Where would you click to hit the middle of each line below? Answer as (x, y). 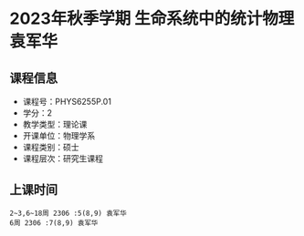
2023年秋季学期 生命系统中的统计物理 (152, 19)
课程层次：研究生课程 (63, 159)
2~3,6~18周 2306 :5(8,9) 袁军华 (68, 213)
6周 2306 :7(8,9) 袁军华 (54, 223)
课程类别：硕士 (51, 147)
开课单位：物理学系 (59, 136)
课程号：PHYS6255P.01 (67, 102)
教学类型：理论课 (55, 124)
